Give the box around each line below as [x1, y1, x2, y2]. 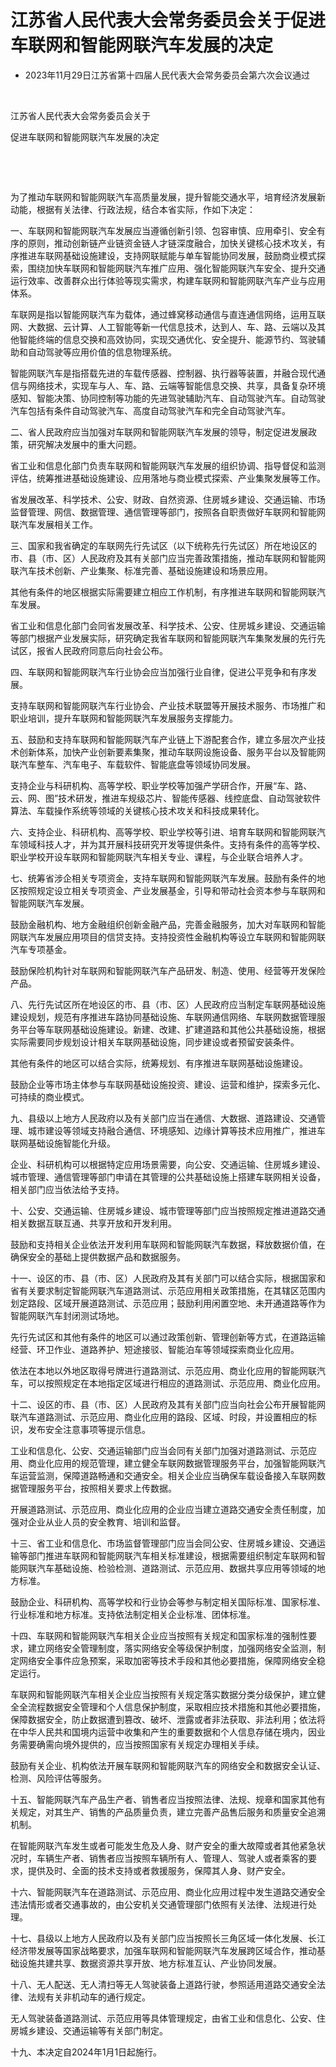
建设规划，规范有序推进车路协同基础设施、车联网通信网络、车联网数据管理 [10, 1011, 317, 1023]
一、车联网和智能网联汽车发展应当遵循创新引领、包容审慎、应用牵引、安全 [10, 224, 317, 236]
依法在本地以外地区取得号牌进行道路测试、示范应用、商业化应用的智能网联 [10, 1364, 317, 1376]
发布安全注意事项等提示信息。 [27, 1423, 151, 1435]
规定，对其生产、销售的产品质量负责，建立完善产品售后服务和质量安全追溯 [18, 1806, 326, 1818]
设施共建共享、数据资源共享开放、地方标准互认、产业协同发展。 [18, 1957, 282, 1969]
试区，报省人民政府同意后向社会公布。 [10, 644, 168, 656]
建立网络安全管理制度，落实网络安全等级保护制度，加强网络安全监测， [27, 1642, 317, 1654]
